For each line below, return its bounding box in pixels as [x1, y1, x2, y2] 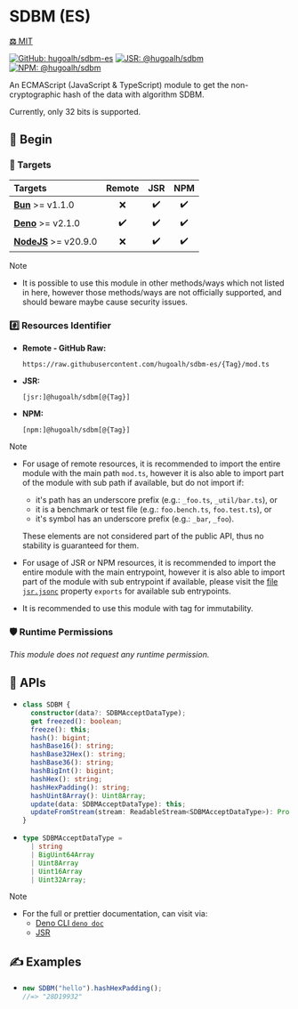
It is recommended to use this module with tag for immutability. [21, 602, 254, 613]
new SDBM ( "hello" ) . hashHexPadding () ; [21, 984, 163, 993]
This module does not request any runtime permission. [9, 650, 210, 660]
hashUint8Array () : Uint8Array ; [30, 791, 147, 800]
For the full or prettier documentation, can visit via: [21, 908, 208, 919]
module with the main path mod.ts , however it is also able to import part [21, 467, 285, 478]
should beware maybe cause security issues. [21, 296, 189, 307]
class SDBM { [21, 700, 71, 709]
